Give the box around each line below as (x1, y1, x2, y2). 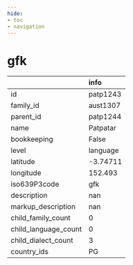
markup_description (10, 202, 76, 212)
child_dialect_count (10, 236, 73, 246)
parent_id (10, 112, 42, 122)
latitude (10, 157, 35, 167)
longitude (10, 168, 42, 178)
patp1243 (88, 89, 122, 99)
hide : (7, 10, 23, 17)
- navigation (7, 23, 45, 30)
